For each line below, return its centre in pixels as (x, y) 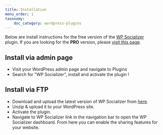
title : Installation (26, 10)
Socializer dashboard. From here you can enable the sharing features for (85, 122)
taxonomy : (15, 19)
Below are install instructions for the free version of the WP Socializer (75, 37)
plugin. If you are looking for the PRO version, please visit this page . (73, 42)
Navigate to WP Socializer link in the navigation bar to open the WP (79, 117)
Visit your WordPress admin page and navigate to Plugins (70, 69)
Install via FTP (27, 90)
